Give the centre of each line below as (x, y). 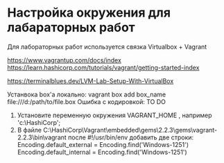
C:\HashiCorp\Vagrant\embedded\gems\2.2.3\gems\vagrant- (130, 130)
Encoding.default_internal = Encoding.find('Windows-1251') (102, 152)
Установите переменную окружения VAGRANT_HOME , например (115, 115)
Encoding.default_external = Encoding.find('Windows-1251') (103, 144)
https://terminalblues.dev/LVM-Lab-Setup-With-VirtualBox (91, 80)
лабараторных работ (71, 27)
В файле (29, 130)
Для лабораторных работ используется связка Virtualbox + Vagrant (107, 46)
